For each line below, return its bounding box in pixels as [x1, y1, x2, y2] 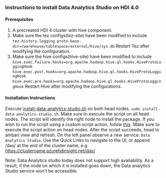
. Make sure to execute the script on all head [58, 111, 149, 117]
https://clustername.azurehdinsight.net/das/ [5, 148, 96, 154]
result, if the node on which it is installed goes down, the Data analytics [5, 163, 151, 169]
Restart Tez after [115, 43, 150, 49]
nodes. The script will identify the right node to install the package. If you [5, 116, 155, 122]
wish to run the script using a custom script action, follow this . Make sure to [5, 121, 160, 127]
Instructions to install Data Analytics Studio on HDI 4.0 [5, 4, 139, 11]
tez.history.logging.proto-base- [12, 39, 82, 44]
